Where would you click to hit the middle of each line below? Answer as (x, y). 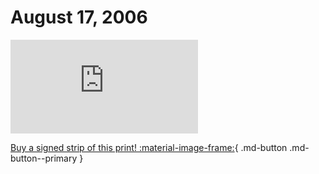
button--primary (44, 158)
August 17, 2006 (79, 17)
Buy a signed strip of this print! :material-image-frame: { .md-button (149, 147)
